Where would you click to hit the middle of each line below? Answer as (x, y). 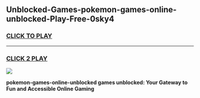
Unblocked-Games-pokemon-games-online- (91, 10)
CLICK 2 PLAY (27, 58)
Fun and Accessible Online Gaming (50, 88)
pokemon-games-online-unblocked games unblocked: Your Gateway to (97, 82)
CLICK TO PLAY (29, 36)
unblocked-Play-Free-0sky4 (60, 19)
